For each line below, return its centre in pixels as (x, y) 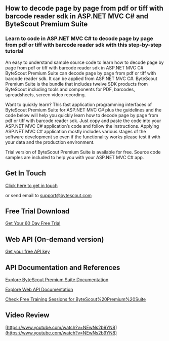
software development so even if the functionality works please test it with (83, 137)
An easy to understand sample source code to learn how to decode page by (85, 62)
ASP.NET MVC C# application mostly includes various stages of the (76, 131)
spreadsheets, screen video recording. (46, 94)
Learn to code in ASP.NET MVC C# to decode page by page (79, 39)
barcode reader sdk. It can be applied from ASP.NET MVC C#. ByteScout (81, 79)
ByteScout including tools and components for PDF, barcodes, (70, 89)
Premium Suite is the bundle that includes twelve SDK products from (77, 84)
